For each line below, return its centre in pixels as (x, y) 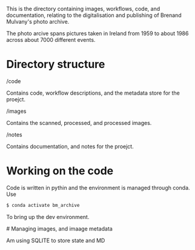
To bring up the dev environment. (48, 217)
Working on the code (60, 171)
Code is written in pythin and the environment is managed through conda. (98, 187)
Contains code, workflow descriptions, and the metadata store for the (93, 93)
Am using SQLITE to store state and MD (56, 240)
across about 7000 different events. (51, 40)
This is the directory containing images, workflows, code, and (83, 9)
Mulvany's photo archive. (38, 22)
